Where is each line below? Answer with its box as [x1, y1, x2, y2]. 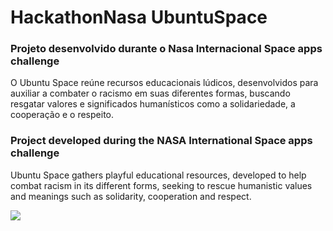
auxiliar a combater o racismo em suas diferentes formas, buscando [10, 87, 291, 100]
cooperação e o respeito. [10, 109, 114, 121]
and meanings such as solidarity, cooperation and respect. [10, 190, 252, 202]
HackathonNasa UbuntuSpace [10, 6, 268, 29]
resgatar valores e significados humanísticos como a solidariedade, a [10, 98, 296, 110]
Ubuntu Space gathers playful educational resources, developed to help [10, 169, 307, 181]
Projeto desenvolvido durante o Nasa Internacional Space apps [10, 42, 323, 56]
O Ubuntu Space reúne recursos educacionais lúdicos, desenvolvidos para [10, 77, 319, 89]
